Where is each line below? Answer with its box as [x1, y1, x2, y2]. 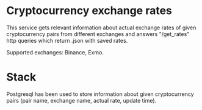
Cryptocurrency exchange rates [6, 4, 173, 18]
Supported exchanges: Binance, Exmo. [6, 48, 104, 56]
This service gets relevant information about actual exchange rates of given [6, 24, 197, 31]
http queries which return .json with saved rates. [6, 37, 128, 44]
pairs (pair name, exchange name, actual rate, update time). [6, 97, 157, 104]
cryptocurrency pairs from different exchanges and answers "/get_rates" [6, 30, 190, 37]
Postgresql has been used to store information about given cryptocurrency [6, 90, 194, 98]
